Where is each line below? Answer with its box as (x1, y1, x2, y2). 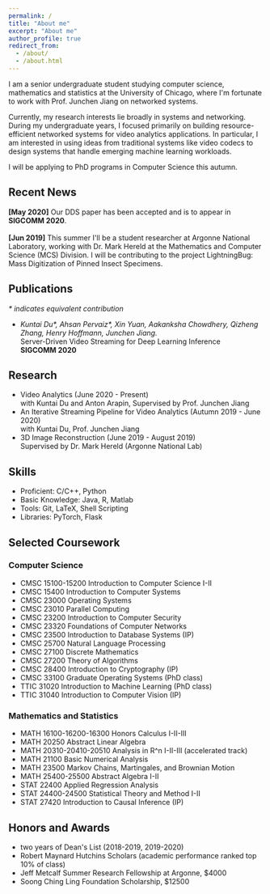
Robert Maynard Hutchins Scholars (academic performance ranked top (19, 850, 257, 860)
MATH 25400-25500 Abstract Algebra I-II (19, 772, 159, 782)
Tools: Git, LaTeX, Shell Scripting (19, 503, 129, 514)
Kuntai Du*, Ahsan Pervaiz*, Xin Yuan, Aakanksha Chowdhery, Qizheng (19, 319, 259, 328)
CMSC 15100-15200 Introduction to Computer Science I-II (19, 578, 213, 587)
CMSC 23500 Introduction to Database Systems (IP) (19, 629, 195, 639)
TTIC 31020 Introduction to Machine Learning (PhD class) (19, 681, 213, 691)
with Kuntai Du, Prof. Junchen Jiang (19, 424, 140, 434)
